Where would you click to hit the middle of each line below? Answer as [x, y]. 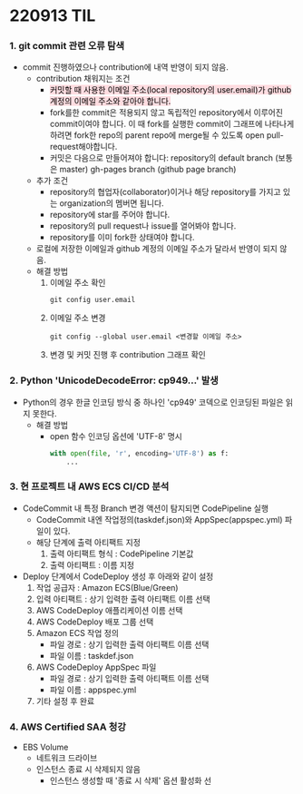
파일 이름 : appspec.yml [93, 690]
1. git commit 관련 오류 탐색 [67, 46]
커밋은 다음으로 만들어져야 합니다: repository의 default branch [161, 158]
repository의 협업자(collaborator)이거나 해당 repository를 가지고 [165, 192]
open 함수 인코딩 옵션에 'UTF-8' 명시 [116, 436]
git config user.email [93, 300]
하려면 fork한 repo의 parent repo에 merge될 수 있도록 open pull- [166, 135]
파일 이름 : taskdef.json [92, 655]
